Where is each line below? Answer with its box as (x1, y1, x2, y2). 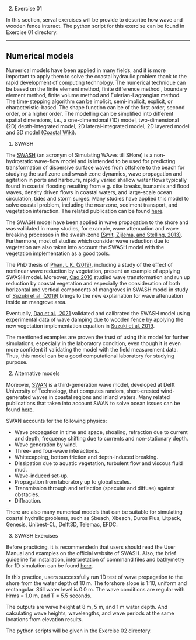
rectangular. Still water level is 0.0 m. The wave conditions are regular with (6, 586, 185, 593)
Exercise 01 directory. (6, 29, 58, 36)
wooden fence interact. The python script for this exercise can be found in (6, 23, 185, 29)
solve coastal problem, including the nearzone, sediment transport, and (6, 201, 178, 208)
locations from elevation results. (6, 615, 83, 622)
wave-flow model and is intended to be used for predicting (34, 157, 176, 164)
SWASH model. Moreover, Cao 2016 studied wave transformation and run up (6, 273, 190, 280)
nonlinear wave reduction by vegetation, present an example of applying (6, 267, 180, 274)
